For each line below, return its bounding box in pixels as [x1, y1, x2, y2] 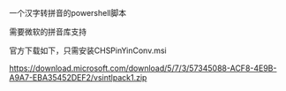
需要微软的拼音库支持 [9, 27, 87, 37]
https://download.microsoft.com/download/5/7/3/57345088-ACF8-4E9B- [9, 63, 277, 73]
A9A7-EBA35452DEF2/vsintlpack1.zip [9, 72, 147, 82]
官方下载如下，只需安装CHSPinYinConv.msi [9, 45, 167, 56]
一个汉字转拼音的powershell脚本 [9, 8, 126, 18]
